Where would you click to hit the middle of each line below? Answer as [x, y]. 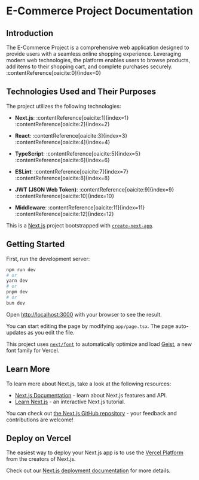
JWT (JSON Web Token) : [46, 189]
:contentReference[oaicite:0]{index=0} [54, 73]
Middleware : [30, 207]
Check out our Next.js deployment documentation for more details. [88, 470]
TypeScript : [30, 153]
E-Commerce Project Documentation [99, 11]
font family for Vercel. [33, 350]
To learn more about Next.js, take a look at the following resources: [89, 384]
